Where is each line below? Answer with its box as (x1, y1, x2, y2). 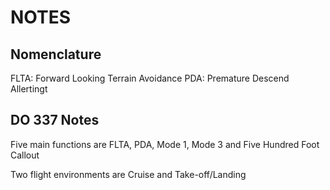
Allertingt (10, 83, 48, 95)
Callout (10, 149, 40, 161)
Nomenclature (10, 46, 102, 63)
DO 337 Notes (10, 112, 100, 129)
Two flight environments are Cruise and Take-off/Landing (10, 168, 247, 180)
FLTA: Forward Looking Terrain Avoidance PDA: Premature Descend (10, 72, 290, 84)
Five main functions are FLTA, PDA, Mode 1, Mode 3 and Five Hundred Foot (10, 138, 320, 150)
